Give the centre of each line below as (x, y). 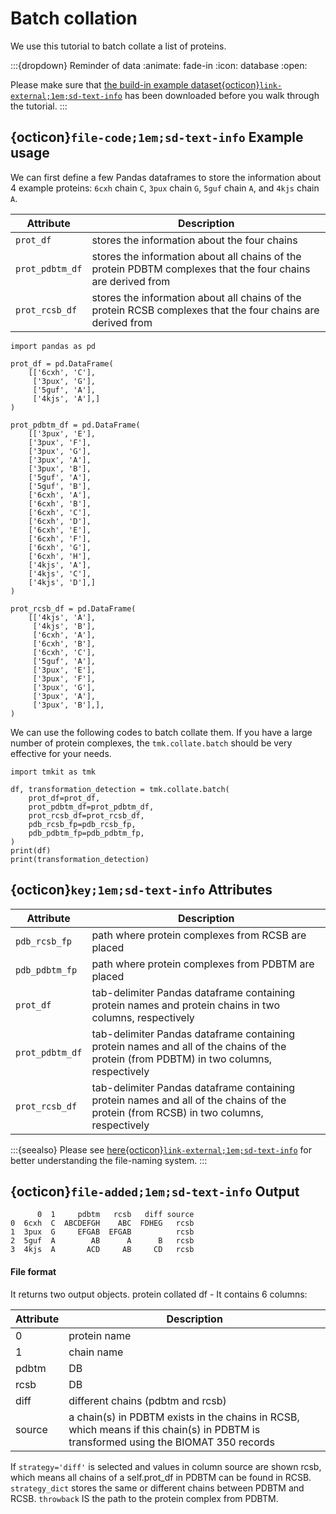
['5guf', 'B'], (60, 486)
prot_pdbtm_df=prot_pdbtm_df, (91, 807)
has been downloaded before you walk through (222, 95)
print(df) (31, 850)
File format (33, 1271)
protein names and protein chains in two (185, 1005)
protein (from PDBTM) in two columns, (182, 1059)
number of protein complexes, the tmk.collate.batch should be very (151, 743)
